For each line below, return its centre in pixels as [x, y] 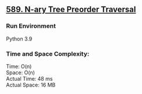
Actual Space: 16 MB [31, 85]
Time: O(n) [19, 66]
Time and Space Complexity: [48, 53]
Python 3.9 [19, 39]
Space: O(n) [20, 73]
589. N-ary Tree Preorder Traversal [71, 10]
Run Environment [31, 26]
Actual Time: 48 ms [29, 78]
